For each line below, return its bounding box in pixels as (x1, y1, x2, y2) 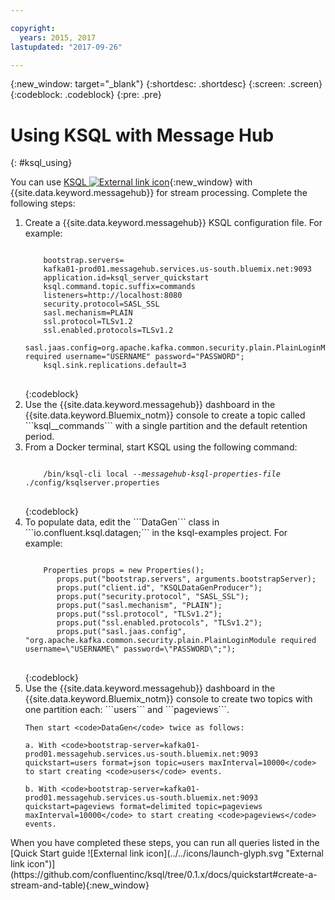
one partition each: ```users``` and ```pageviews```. (24, 704, 230, 716)
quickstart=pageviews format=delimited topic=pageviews (24, 802, 263, 812)
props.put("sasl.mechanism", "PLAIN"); (56, 601, 223, 611)
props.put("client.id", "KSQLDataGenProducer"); (56, 583, 263, 593)
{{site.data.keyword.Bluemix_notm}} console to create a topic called (24, 409, 306, 421)
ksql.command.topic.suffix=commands (43, 282, 196, 292)
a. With (24, 741, 57, 751)
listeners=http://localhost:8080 (43, 291, 183, 301)
